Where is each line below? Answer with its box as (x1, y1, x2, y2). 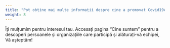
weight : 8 (5, 12, 26, 17)
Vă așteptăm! (5, 36, 33, 43)
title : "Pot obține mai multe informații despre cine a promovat (5, 7, 146, 13)
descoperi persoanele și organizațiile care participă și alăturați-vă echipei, (5, 31, 160, 37)
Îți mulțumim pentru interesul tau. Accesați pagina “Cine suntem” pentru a (5, 26, 159, 32)
